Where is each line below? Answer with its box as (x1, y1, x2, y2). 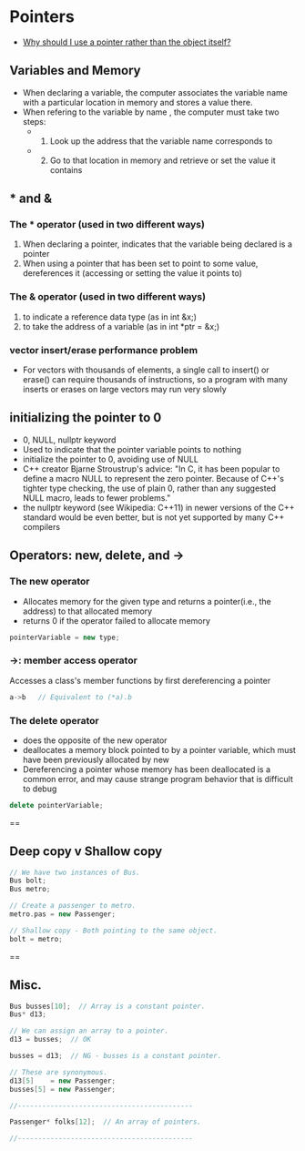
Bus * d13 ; (9, 1010, 47, 1019)
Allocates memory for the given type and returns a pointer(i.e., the (22, 596, 271, 606)
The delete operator (9, 714, 99, 727)
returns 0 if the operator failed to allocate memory (22, 615, 211, 626)
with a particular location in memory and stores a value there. (22, 97, 253, 107)
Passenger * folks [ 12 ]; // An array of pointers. (9, 1117, 202, 1126)
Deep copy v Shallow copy (9, 844, 163, 860)
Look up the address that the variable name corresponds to (49, 135, 273, 147)
